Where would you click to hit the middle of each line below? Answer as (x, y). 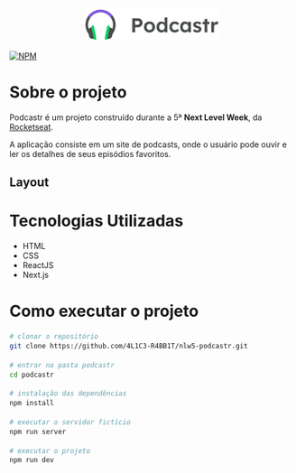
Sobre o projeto (68, 93)
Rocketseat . (32, 126)
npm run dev (32, 460)
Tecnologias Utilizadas (97, 221)
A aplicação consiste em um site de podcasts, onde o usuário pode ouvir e (148, 144)
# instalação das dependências (68, 394)
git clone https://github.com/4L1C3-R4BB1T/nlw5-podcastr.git (129, 346)
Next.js (36, 275)
